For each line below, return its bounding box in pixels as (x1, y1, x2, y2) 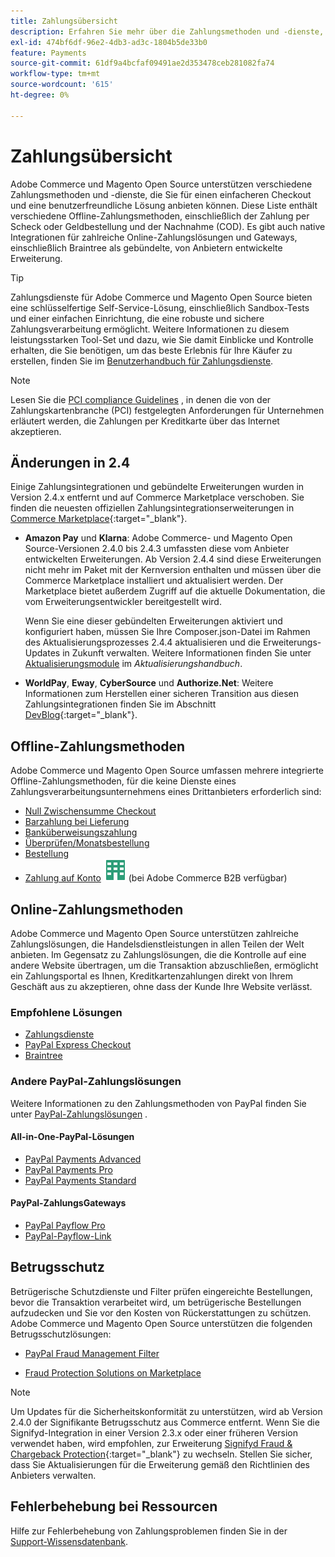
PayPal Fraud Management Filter (24, 1347, 160, 1359)
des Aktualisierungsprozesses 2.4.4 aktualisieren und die (24, 636, 261, 649)
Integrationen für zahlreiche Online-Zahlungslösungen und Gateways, (10, 231, 298, 243)
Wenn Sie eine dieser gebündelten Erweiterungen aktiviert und (24, 615, 283, 627)
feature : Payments (10, 48, 87, 58)
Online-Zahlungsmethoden (10, 901, 184, 918)
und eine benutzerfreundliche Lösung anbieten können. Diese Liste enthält (10, 199, 318, 211)
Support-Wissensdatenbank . (10, 1535, 128, 1547)
